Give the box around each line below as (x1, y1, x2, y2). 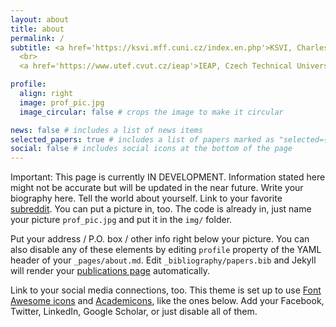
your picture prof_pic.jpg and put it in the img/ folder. (10, 214, 233, 226)
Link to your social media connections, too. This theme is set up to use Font (10, 284, 322, 296)
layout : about (10, 14, 70, 25)
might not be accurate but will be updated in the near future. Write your (10, 182, 304, 194)
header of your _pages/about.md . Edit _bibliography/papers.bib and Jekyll (10, 254, 317, 266)
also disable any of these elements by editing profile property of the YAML (10, 244, 322, 256)
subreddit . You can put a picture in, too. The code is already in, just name (10, 203, 312, 215)
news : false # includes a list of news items (10, 125, 203, 135)
